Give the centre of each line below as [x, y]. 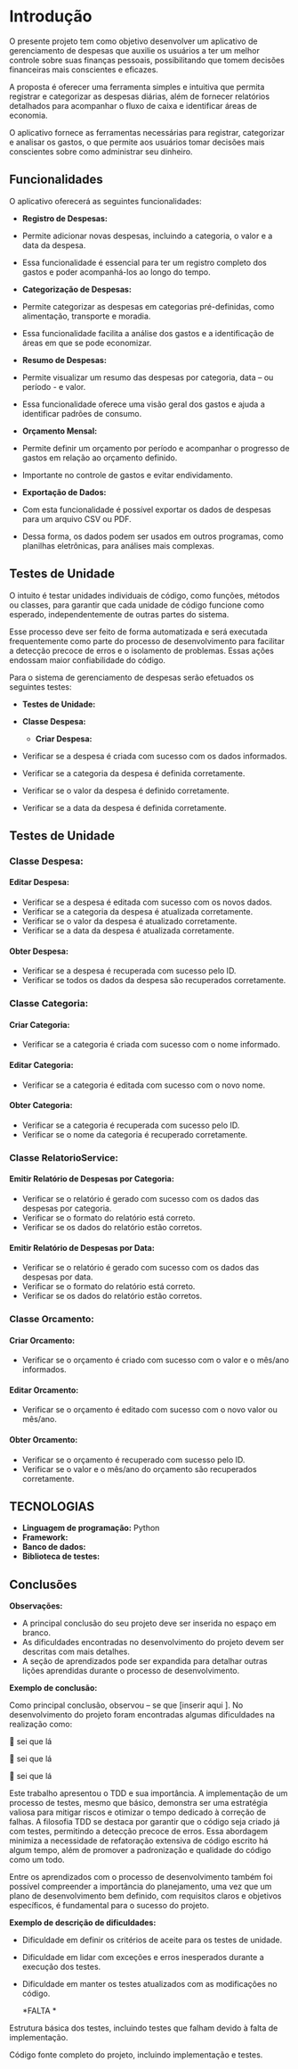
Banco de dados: [54, 1547]
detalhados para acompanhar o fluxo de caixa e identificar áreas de [133, 105]
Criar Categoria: [40, 1024]
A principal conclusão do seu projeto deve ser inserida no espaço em [149, 1623]
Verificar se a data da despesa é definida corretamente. [124, 807]
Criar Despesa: [64, 739]
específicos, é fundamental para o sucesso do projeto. [109, 1906]
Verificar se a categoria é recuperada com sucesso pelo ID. [131, 1125]
